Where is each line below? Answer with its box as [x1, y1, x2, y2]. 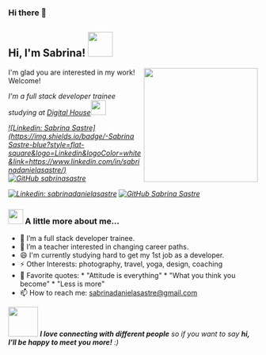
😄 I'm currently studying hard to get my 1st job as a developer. [19, 250, 225, 260]
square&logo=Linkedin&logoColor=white [8, 148, 141, 158]
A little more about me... [25, 216, 120, 227]
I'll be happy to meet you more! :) [8, 338, 119, 347]
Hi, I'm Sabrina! [8, 47, 85, 60]
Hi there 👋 [8, 7, 47, 18]
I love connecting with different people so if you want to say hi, [39, 329, 250, 339]
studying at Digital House [8, 107, 91, 117]
